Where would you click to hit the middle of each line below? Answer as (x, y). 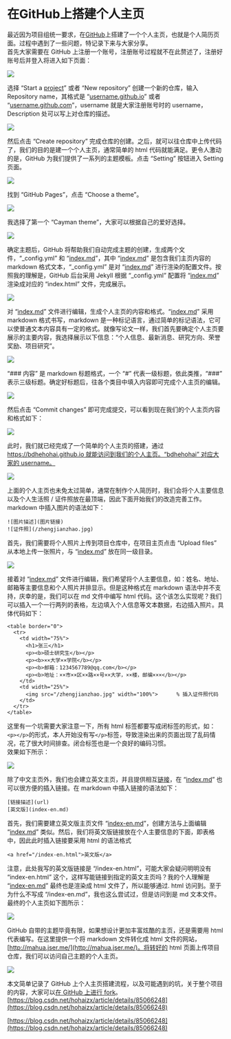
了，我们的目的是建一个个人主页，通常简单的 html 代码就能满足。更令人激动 (114, 149)
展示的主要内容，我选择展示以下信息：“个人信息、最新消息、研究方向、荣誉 (114, 337)
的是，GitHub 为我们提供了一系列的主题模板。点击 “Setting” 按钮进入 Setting (115, 158)
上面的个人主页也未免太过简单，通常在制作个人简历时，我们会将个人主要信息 (115, 490)
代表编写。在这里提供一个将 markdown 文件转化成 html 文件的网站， (104, 939)
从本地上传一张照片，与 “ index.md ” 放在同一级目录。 (82, 551)
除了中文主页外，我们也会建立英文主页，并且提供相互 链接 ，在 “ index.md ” (111, 779)
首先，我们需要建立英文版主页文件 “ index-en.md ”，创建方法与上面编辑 (107, 823)
